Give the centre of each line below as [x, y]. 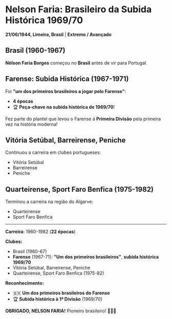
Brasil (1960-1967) [35, 50]
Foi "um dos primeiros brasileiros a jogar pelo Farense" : [66, 91]
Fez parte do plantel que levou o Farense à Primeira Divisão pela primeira [83, 119]
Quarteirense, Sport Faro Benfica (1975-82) [58, 273]
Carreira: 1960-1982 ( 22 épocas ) [40, 232]
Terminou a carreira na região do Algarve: [49, 202]
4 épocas [23, 101]
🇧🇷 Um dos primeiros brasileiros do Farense [61, 293]
